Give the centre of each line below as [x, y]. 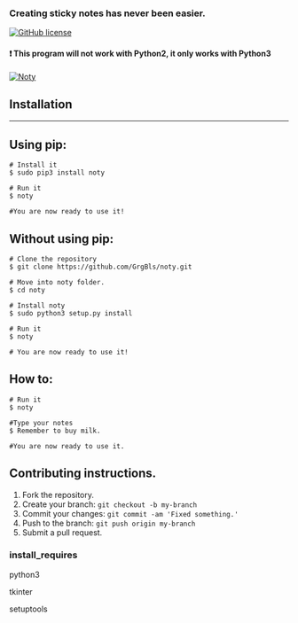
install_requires [43, 555]
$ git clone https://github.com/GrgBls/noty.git [101, 267]
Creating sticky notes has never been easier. [107, 13]
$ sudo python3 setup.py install [71, 313]
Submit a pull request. [62, 532]
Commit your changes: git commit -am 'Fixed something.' [130, 513]
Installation [41, 104]
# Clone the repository [53, 259]
